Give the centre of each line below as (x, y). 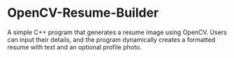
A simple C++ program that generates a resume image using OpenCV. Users (117, 32)
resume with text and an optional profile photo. (74, 47)
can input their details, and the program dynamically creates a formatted (111, 39)
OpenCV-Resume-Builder (83, 13)
